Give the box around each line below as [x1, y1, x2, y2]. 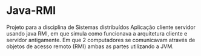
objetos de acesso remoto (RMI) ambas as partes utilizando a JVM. [6, 43, 174, 50]
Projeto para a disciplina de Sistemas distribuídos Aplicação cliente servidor [6, 23, 196, 31]
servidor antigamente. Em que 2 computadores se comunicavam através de [6, 36, 196, 43]
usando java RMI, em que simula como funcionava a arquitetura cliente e [6, 30, 188, 37]
